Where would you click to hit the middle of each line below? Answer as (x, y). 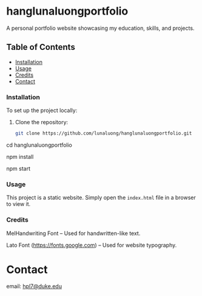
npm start (19, 168)
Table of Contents (41, 47)
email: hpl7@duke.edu (34, 286)
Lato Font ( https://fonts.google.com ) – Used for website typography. (92, 245)
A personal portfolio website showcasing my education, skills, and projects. (100, 28)
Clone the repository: (42, 122)
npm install (20, 157)
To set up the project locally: (42, 110)
